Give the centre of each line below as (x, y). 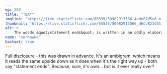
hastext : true (20, 42)
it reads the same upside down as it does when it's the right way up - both (81, 61)
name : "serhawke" (23, 37)
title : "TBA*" (20, 14)
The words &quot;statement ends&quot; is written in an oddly (80, 33)
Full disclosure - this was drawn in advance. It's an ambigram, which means (83, 56)
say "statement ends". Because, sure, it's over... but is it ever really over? (80, 66)
